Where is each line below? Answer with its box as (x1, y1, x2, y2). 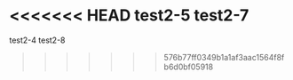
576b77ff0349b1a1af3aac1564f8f (163, 52, 285, 62)
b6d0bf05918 (163, 61, 214, 72)
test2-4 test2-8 (9, 35, 66, 45)
